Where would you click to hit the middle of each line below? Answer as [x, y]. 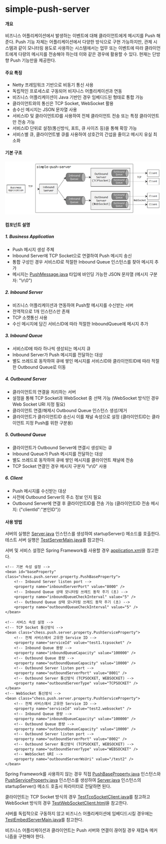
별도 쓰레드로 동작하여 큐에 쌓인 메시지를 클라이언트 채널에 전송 [73, 460]
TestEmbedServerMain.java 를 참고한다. [44, 820]
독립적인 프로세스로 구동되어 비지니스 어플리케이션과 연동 [67, 91]
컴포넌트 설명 [18, 225]
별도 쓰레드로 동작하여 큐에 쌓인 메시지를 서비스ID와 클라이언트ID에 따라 [81, 361]
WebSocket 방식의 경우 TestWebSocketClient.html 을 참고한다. [67, 803]
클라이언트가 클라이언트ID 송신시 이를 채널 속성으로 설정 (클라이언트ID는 [81, 417]
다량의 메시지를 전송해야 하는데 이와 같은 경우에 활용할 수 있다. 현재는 [85, 54]
